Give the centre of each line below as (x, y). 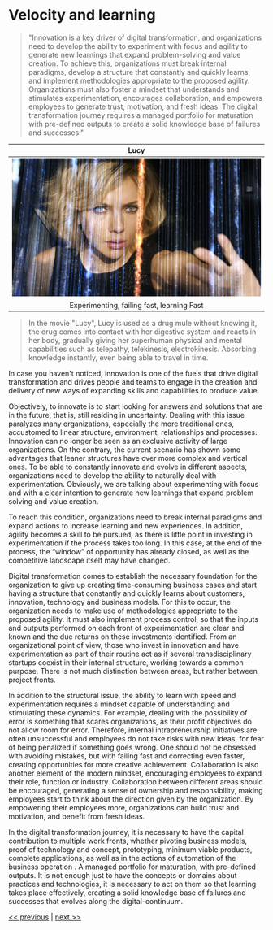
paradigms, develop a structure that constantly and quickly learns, (139, 72)
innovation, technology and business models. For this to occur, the (120, 602)
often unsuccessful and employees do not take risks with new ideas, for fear (136, 739)
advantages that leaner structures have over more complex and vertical (128, 458)
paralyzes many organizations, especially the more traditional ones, (121, 424)
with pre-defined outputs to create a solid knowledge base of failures (144, 124)
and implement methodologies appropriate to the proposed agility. (139, 80)
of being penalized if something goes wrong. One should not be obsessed (132, 747)
